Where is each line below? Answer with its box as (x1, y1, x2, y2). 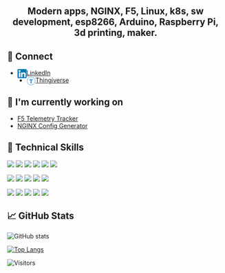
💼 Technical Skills (7, 141, 85, 154)
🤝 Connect (7, 50, 53, 62)
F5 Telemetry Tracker (17, 114, 78, 123)
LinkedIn (26, 69, 51, 77)
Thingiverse (35, 76, 69, 85)
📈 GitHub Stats (7, 210, 74, 222)
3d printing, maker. (74, 27, 158, 39)
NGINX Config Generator (17, 122, 88, 130)
